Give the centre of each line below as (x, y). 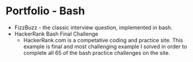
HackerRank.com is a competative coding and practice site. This (103, 40)
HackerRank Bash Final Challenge (56, 33)
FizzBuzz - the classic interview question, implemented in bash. (93, 27)
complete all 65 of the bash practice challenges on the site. (97, 52)
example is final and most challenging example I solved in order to (105, 46)
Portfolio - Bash (45, 11)
